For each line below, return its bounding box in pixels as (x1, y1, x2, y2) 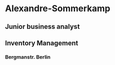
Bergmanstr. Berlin (5, 53, 50, 60)
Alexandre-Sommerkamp (5, 3, 111, 14)
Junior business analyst (5, 22, 80, 31)
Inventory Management (5, 39, 78, 47)
